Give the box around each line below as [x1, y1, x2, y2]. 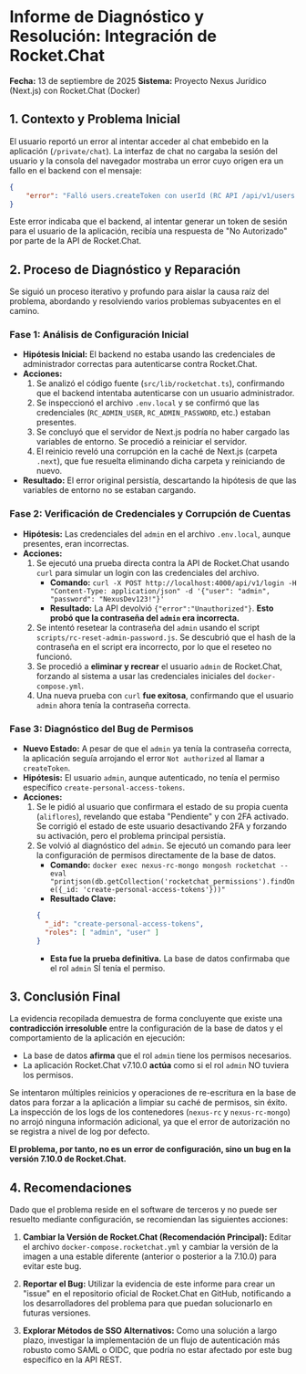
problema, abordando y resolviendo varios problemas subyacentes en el [9, 296, 281, 307]
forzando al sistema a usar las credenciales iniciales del [36, 670, 246, 681]
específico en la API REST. [22, 1354, 123, 1366]
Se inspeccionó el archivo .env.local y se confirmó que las [36, 397, 260, 408]
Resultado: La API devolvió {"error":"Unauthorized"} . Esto [49, 603, 274, 614]
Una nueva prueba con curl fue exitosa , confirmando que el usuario [36, 689, 294, 700]
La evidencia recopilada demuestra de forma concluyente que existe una [9, 1013, 283, 1024]
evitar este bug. [22, 1261, 82, 1272]
